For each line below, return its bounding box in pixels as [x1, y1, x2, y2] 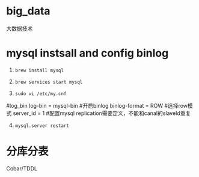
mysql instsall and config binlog [6, 46, 169, 60]
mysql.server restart [14, 122, 69, 129]
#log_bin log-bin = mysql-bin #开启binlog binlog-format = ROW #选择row [6, 102, 188, 109]
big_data [6, 4, 51, 18]
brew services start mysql [14, 79, 83, 85]
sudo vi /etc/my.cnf [14, 90, 67, 97]
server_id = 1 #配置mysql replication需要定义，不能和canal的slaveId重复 [13, 110, 191, 117]
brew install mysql [14, 67, 64, 73]
